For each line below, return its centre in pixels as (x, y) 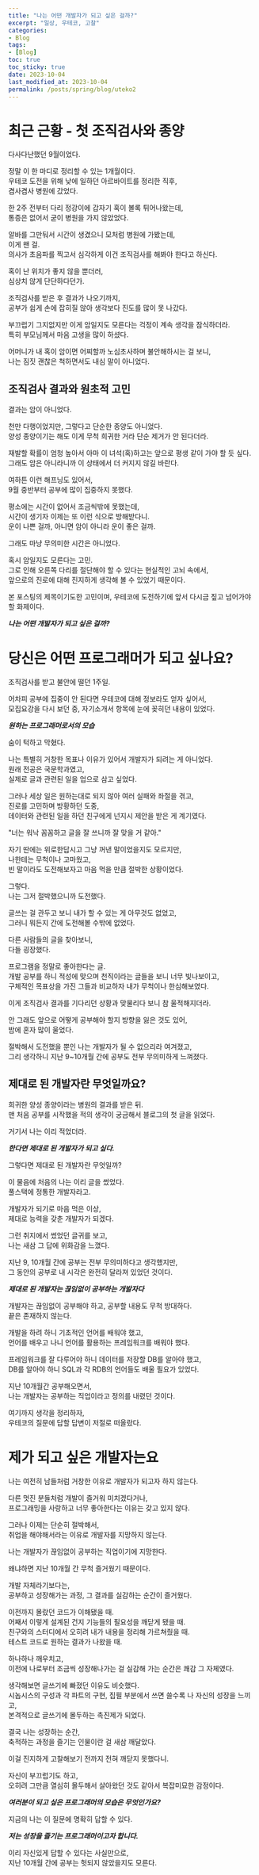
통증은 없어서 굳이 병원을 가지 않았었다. (69, 218)
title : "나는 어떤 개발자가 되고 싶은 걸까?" (73, 15)
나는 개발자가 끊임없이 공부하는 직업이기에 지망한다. (88, 1552)
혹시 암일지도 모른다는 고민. (51, 561)
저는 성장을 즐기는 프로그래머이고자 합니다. (73, 1835)
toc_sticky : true (37, 67)
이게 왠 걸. (24, 245)
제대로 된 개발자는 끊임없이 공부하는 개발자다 (76, 1288)
